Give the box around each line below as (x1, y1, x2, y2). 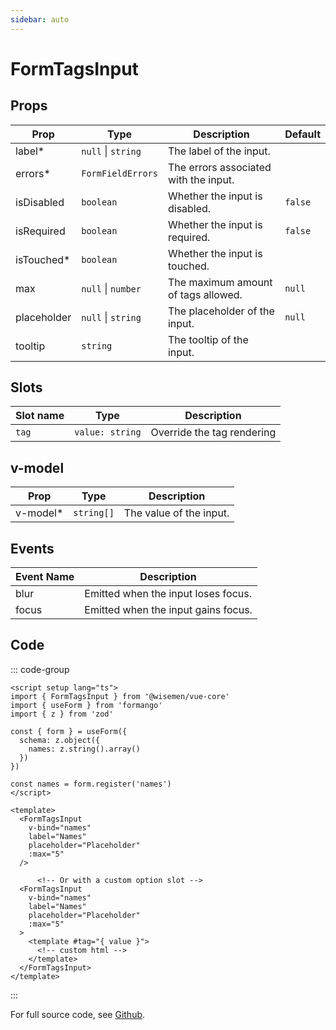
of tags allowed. (167, 287, 243, 301)
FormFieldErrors (81, 167, 158, 179)
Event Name (15, 570, 75, 584)
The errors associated (167, 160, 272, 174)
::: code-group (10, 663, 70, 675)
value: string (74, 427, 142, 438)
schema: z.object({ (19, 735, 101, 745)
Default (284, 127, 321, 141)
